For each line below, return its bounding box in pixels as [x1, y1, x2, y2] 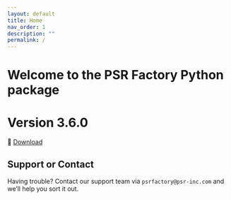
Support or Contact [7, 158, 94, 170]
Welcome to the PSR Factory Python [7, 67, 224, 83]
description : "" [7, 30, 55, 37]
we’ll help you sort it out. [7, 184, 79, 193]
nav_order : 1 [7, 23, 46, 30]
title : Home [7, 17, 42, 24]
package [7, 82, 60, 98]
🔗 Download [7, 138, 43, 146]
